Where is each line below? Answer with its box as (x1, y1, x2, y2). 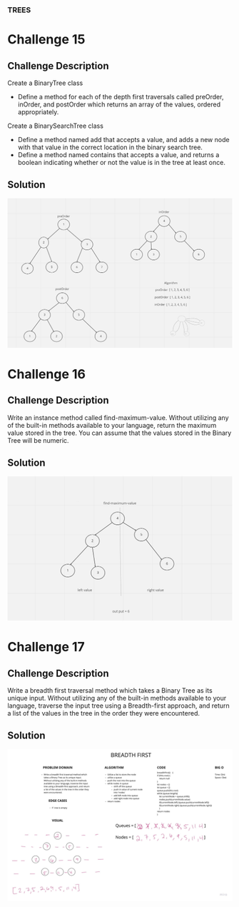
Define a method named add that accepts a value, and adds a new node (17, 135, 230, 144)
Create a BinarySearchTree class (7, 121, 103, 130)
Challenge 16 (7, 366, 86, 383)
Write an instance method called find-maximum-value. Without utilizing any (7, 413, 229, 422)
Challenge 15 (7, 31, 86, 48)
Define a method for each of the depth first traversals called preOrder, (17, 92, 224, 101)
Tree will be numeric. (7, 436, 69, 444)
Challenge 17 (7, 639, 86, 655)
